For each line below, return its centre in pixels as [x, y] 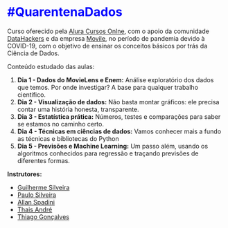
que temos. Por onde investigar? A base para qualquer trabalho [108, 87]
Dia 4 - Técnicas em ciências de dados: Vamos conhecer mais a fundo [119, 131]
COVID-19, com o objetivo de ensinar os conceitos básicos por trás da [107, 46]
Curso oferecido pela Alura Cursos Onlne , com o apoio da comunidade [108, 31]
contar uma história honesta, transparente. [78, 109]
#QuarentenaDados [65, 12]
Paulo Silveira [37, 195]
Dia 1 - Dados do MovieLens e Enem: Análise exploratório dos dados [115, 79]
